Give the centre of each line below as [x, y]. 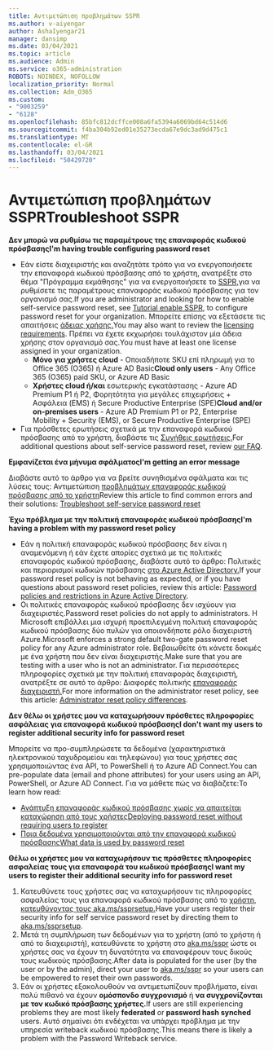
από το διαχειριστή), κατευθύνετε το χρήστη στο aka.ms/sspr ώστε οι [138, 943]
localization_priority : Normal [62, 84]
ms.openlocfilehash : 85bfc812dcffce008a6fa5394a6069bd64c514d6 [118, 122]
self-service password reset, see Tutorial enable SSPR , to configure [134, 308]
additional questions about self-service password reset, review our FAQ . [141, 446]
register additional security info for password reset [97, 733]
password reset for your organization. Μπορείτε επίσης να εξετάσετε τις [143, 317]
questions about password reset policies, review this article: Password [138, 587]
